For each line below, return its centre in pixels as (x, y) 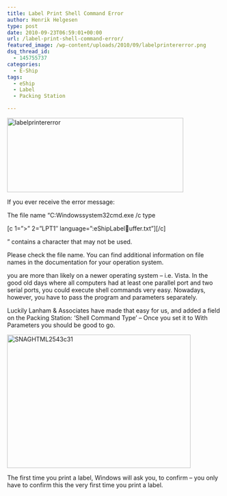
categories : (24, 64)
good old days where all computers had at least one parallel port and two (110, 283)
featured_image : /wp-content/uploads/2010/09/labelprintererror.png (107, 45)
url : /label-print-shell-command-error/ (66, 39)
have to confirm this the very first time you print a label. (85, 485)
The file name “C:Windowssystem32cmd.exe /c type (81, 215)
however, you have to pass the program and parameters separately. (102, 297)
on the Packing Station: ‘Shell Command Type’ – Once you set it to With (107, 318)
